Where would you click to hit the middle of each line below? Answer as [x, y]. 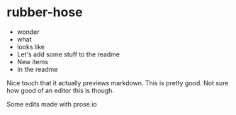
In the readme [37, 69]
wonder [28, 32]
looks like [31, 47]
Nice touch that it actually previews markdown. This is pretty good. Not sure [118, 83]
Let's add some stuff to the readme [68, 54]
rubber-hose [45, 12]
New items [33, 61]
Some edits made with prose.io [52, 104]
